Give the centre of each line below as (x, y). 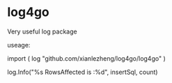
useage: (19, 45)
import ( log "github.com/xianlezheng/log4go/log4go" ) (86, 58)
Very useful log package (42, 31)
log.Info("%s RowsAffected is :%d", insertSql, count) (83, 72)
